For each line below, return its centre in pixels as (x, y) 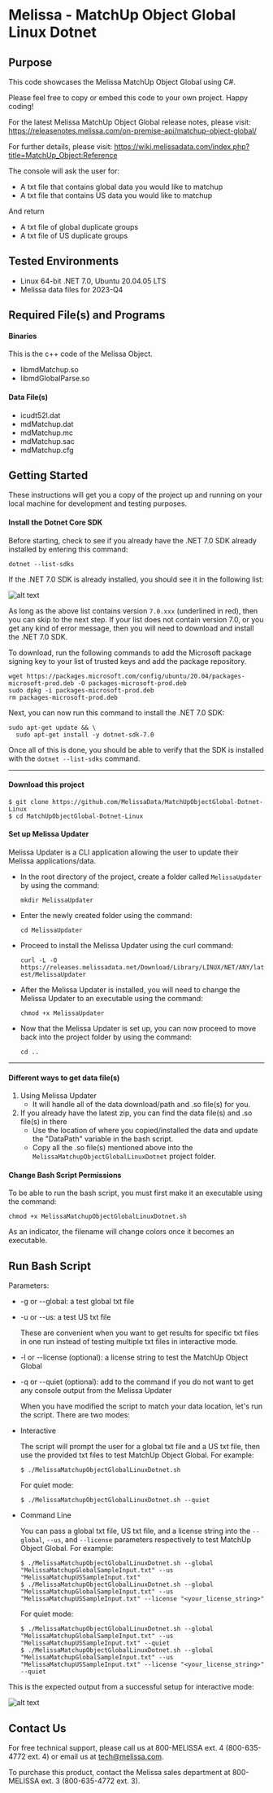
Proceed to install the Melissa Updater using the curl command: (126, 946)
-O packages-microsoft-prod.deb (132, 683)
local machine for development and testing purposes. (98, 503)
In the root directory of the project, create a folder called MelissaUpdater (141, 877)
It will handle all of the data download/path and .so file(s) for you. (141, 1105)
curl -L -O (39, 960)
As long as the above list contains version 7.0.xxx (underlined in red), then (133, 611)
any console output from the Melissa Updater (96, 1391)
